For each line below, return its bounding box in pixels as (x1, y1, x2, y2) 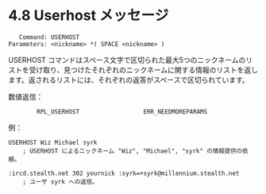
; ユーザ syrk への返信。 (22, 177, 98, 186)
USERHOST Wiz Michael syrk (8, 138, 98, 146)
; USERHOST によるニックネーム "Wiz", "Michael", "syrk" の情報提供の (22, 147, 243, 155)
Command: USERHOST (18, 33, 80, 41)
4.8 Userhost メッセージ (8, 6, 169, 25)
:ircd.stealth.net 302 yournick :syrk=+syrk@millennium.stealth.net (8, 169, 240, 177)
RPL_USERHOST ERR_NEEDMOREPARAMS (37, 107, 208, 115)
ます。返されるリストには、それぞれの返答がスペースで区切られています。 (8, 75, 250, 84)
